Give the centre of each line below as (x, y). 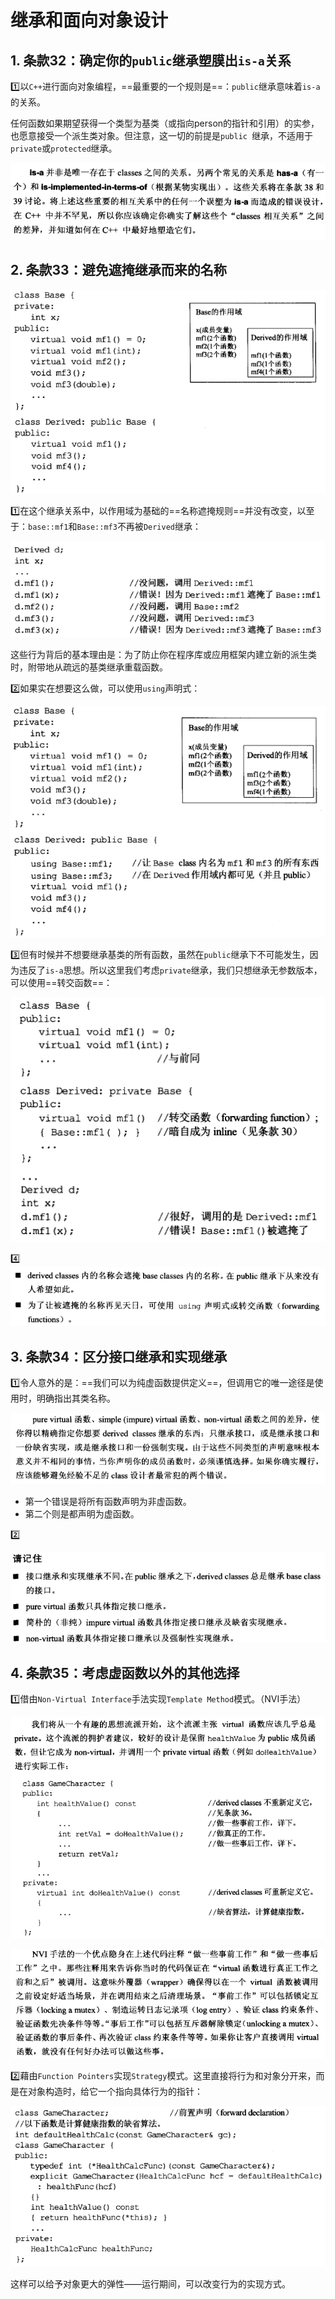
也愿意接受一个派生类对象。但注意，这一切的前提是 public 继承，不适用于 (162, 135)
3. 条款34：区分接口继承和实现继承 (119, 1356)
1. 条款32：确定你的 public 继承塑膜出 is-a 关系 (151, 60)
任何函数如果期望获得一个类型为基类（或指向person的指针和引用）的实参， (165, 123)
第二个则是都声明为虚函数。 (82, 1513)
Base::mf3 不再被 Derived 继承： (139, 527)
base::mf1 (48, 527)
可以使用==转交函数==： (61, 983)
